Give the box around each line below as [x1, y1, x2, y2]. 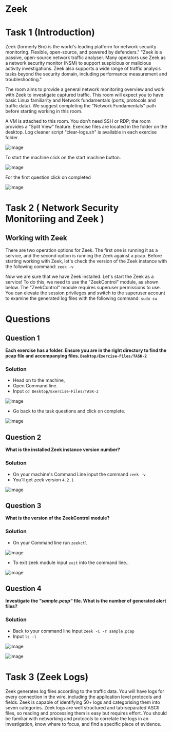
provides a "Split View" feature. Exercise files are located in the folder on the [5, 124, 167, 130]
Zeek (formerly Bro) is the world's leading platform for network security [5, 44, 157, 50]
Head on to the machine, [12, 377, 65, 383]
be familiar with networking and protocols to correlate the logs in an [5, 715, 149, 722]
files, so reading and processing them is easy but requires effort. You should [5, 710, 167, 716]
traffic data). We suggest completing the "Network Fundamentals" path [5, 103, 156, 109]
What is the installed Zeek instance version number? [5, 446, 121, 453]
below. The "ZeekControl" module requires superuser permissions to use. [5, 285, 161, 291]
